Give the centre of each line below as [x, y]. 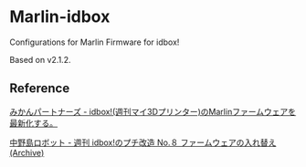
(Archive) [27, 152]
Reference [40, 89]
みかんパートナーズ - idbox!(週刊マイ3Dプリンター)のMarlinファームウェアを [153, 111]
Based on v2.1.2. [40, 59]
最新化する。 [33, 123]
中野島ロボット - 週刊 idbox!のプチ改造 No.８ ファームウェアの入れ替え [143, 142]
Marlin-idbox [60, 17]
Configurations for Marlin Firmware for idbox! [95, 42]
